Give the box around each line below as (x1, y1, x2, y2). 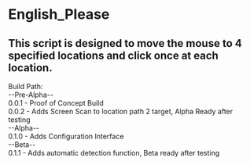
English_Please (8, 5, 110, 23)
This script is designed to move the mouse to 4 (8, 37, 242, 50)
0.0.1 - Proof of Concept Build (8, 99, 104, 107)
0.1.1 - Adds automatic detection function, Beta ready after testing (8, 149, 220, 157)
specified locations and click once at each (8, 48, 219, 62)
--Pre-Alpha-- (8, 90, 53, 99)
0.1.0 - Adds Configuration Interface (8, 131, 124, 141)
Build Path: (8, 82, 43, 91)
